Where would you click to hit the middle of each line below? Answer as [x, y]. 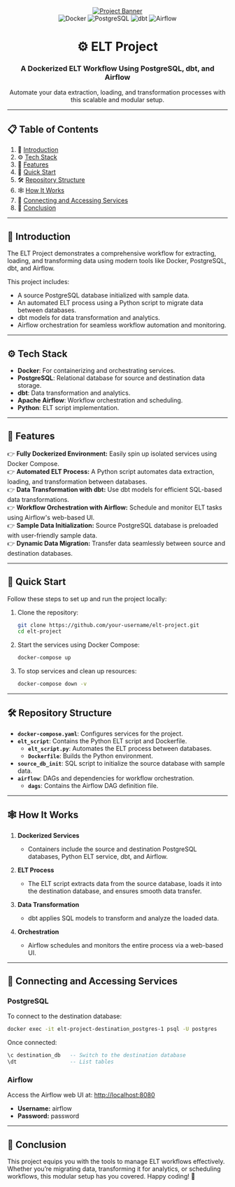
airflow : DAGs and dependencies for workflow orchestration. [106, 778]
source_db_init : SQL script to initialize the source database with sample [121, 763]
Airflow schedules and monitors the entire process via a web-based [126, 945]
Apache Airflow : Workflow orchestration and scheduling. [100, 400]
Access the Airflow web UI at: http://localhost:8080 [81, 1095]
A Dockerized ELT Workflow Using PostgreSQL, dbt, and [117, 69]
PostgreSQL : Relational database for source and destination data [111, 378]
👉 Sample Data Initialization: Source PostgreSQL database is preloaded [113, 525]
